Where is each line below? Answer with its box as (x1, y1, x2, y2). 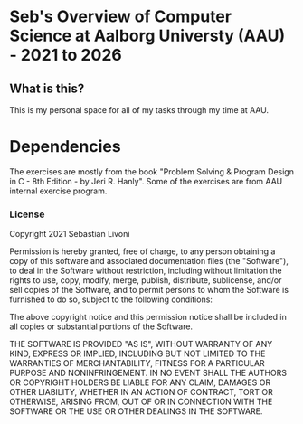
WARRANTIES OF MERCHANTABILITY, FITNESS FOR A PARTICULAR (9, 358, 265, 369)
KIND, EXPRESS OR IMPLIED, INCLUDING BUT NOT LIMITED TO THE (9, 348, 266, 359)
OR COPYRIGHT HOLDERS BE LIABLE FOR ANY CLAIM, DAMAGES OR (9, 377, 271, 388)
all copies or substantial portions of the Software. (9, 321, 193, 332)
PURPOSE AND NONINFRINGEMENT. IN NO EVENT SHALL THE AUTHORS (9, 368, 288, 379)
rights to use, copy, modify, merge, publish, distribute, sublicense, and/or (9, 275, 282, 286)
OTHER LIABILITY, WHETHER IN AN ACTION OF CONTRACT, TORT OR (9, 387, 273, 398)
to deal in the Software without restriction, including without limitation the (9, 265, 282, 277)
